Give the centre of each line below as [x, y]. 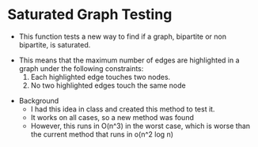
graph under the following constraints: [81, 68]
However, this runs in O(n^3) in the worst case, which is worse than [140, 126]
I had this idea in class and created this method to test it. [123, 109]
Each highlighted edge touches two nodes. [101, 77]
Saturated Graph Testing [90, 15]
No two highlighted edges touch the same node [108, 85]
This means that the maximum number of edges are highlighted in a [129, 60]
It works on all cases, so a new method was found [112, 117]
